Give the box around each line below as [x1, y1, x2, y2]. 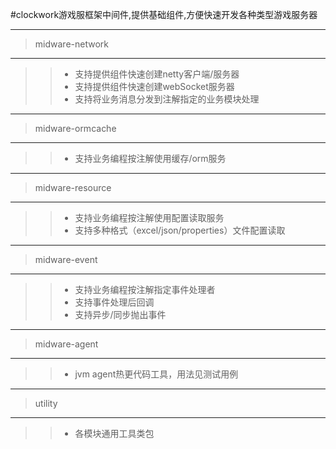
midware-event [34, 254, 98, 265]
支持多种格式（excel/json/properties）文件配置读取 [74, 224, 286, 236]
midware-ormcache [34, 123, 117, 134]
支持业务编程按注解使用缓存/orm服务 [74, 153, 227, 164]
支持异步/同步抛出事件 [74, 309, 167, 320]
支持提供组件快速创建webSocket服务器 [74, 81, 235, 92]
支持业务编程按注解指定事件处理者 [74, 284, 216, 295]
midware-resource [34, 182, 112, 193]
